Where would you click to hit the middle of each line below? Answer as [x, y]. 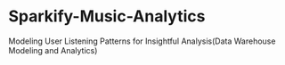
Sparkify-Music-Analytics [107, 16]
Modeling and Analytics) [53, 50]
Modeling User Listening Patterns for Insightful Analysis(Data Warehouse [142, 41]
